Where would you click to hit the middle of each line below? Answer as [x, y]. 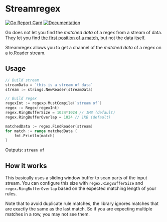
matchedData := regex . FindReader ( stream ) [49, 126]
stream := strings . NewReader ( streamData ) [49, 89]
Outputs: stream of [25, 150]
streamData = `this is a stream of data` [49, 85]
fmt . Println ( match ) [35, 136]
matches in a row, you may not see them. [48, 214]
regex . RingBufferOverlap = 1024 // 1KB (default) [58, 117]
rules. [11, 194]
